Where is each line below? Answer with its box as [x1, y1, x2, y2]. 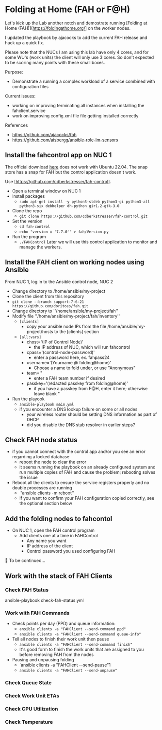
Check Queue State [5, 679, 52, 686]
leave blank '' [33, 391, 61, 396]
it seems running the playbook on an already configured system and [19, 464, 156, 470]
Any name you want [26, 538, 66, 544]
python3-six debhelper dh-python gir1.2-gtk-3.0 [19, 204, 120, 208]
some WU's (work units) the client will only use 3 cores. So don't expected [5, 54, 154, 60]
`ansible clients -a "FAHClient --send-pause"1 [19, 662, 111, 668]
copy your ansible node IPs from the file [26, 323, 107, 329]
